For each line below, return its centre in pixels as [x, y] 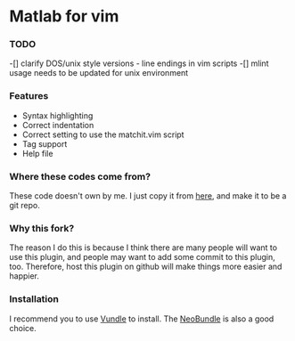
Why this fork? [42, 228]
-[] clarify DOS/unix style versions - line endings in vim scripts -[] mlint [139, 63]
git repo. [25, 206]
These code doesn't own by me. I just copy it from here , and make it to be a [148, 196]
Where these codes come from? [80, 176]
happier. [25, 276]
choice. [23, 328]
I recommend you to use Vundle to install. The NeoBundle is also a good [142, 319]
